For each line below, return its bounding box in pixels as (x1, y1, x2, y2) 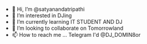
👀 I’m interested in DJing (11, 12, 73, 19)
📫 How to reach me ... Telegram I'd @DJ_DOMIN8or (11, 32, 141, 38)
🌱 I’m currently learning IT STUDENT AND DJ (11, 18, 123, 25)
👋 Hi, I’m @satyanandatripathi (11, 6, 85, 12)
